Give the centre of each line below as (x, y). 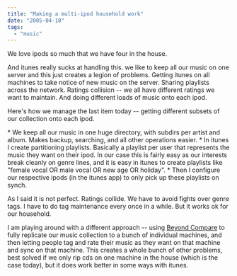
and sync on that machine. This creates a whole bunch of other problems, (115, 250)
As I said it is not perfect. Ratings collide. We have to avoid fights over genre (118, 199)
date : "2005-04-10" (36, 21)
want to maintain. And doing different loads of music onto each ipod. (107, 98)
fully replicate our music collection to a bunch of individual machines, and (115, 235)
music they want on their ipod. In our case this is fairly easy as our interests (117, 155)
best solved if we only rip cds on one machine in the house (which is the (112, 258)
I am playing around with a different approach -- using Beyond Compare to (116, 228)
